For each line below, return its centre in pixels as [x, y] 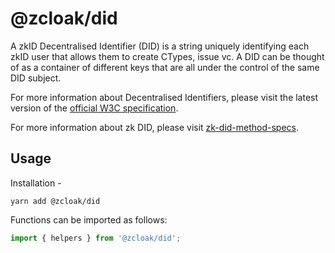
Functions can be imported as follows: [89, 219]
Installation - [36, 183]
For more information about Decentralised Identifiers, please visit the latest [164, 97]
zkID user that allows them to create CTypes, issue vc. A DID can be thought [167, 56]
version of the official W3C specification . [94, 108]
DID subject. [36, 78]
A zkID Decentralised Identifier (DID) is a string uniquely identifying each [160, 46]
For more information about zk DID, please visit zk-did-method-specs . [155, 127]
